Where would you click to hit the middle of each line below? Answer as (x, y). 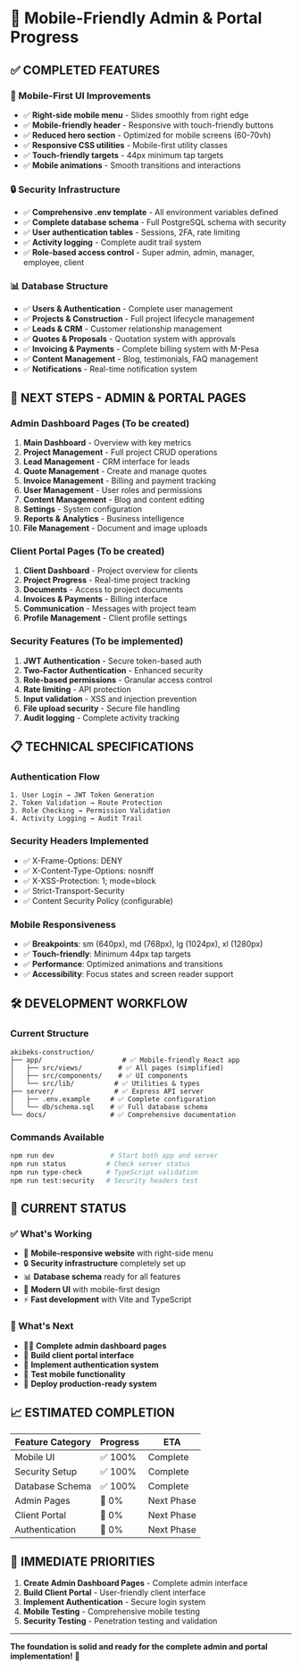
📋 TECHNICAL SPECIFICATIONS (102, 747)
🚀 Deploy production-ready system (90, 1383)
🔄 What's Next (42, 1326)
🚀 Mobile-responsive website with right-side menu (118, 1253)
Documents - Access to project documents (103, 589)
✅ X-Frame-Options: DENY (73, 860)
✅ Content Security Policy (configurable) (98, 900)
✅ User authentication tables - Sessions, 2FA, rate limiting (131, 232)
